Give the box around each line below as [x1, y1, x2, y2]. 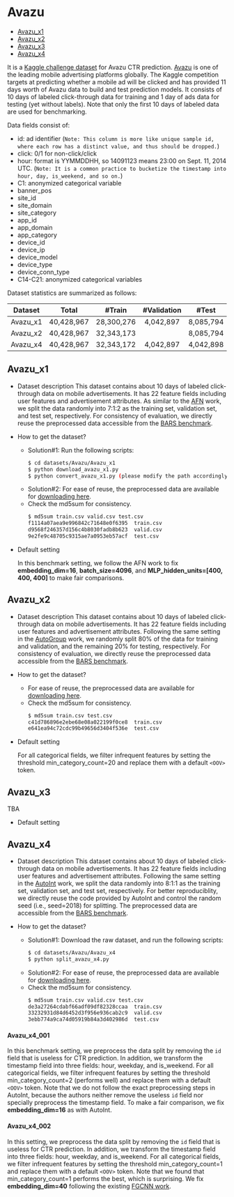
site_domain [17, 201, 52, 209]
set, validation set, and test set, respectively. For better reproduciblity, [17, 886, 218, 894]
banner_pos [17, 186, 52, 195]
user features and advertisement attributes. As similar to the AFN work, [17, 397, 221, 405]
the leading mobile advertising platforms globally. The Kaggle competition [7, 70, 219, 79]
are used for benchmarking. [7, 107, 87, 116]
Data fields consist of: [7, 121, 70, 129]
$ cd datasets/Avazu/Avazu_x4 [27, 949, 116, 956]
